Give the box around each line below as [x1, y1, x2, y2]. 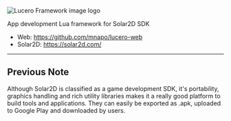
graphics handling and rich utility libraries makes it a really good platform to [7, 92, 221, 100]
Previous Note [7, 66, 69, 78]
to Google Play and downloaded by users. [7, 106, 126, 114]
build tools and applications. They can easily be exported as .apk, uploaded [7, 99, 221, 107]
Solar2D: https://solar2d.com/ [16, 40, 102, 48]
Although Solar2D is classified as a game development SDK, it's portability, [7, 84, 219, 92]
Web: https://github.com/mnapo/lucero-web [16, 33, 143, 41]
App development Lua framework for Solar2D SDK [7, 20, 150, 27]
